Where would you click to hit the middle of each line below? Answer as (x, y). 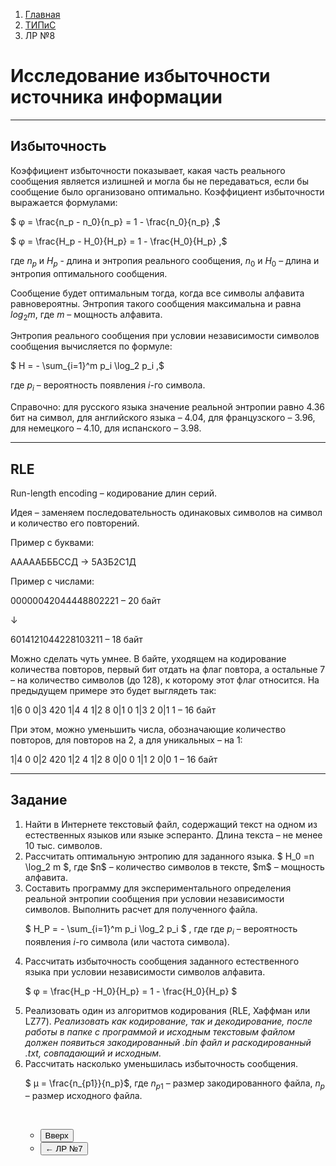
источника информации (116, 97)
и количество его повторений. (75, 523)
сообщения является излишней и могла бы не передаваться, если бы (159, 181)
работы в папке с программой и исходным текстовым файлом (159, 1031)
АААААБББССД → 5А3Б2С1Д (73, 561)
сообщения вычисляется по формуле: (91, 346)
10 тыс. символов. (63, 845)
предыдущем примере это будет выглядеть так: (113, 690)
